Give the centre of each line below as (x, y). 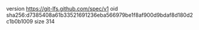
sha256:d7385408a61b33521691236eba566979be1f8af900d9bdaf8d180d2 (100, 15)
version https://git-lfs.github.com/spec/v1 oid (62, 9)
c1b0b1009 (20, 21)
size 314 (44, 21)
